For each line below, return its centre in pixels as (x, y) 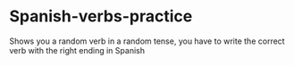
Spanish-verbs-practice (101, 16)
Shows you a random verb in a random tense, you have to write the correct (147, 41)
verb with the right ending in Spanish (77, 50)
